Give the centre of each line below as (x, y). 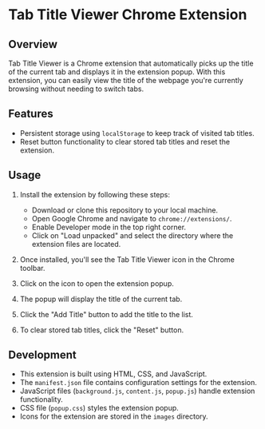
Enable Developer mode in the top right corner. (109, 227)
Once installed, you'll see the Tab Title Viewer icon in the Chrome (127, 259)
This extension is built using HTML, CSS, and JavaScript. (113, 374)
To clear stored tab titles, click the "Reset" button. (102, 330)
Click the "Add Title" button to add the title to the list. (107, 314)
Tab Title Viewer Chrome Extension (128, 15)
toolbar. (32, 268)
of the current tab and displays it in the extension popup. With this (117, 72)
